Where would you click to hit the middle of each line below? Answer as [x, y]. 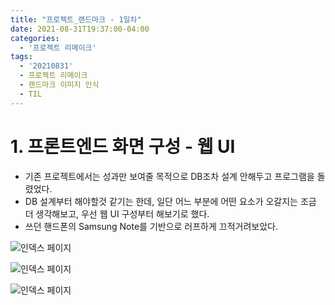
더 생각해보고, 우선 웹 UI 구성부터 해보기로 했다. [117, 213]
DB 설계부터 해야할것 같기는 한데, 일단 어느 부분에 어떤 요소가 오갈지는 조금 [170, 201]
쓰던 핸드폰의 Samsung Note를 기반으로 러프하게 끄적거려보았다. [151, 226]
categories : [35, 38]
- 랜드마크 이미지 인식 [59, 85]
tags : [21, 57]
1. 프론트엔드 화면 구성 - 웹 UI [123, 146]
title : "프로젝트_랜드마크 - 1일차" [76, 19]
